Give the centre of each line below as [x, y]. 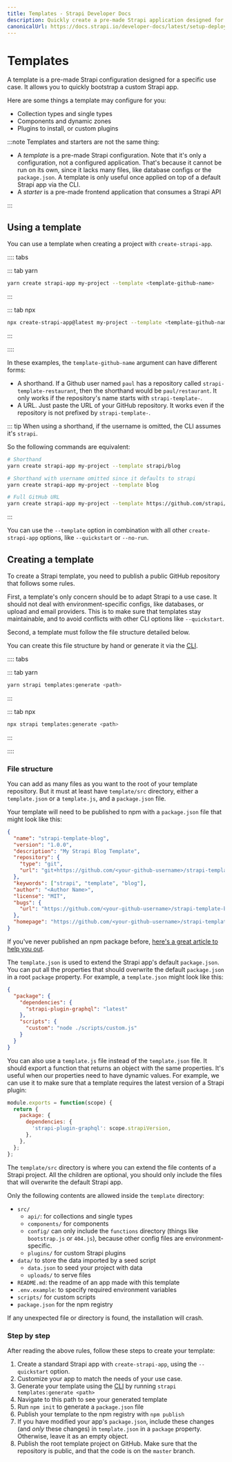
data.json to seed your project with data [85, 1267]
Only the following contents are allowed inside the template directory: [106, 1195]
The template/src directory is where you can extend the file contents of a [112, 1167]
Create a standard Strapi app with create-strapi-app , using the [107, 1364]
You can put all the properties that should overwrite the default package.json [116, 969]
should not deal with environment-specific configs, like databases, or [106, 604]
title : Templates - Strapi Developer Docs [69, 13]
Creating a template [51, 560]
